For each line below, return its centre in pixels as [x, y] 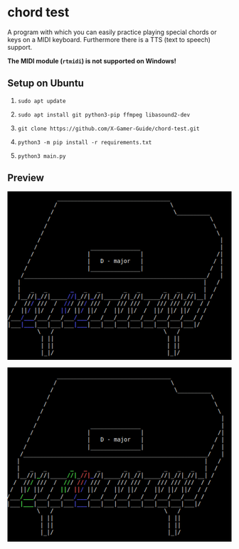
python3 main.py [42, 156]
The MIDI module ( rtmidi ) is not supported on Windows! [92, 60]
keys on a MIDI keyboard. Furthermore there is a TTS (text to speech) [109, 39]
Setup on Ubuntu [46, 84]
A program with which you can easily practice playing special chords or [112, 32]
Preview [26, 178]
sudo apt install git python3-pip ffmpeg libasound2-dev [104, 114]
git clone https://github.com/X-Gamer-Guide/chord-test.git [108, 129]
